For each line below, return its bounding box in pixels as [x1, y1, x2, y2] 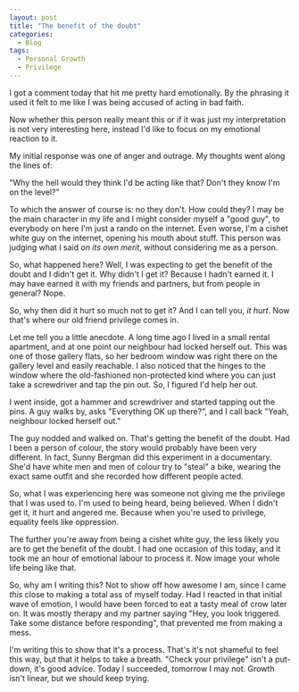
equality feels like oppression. [9, 516, 119, 527]
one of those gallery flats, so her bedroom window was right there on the [9, 350, 278, 362]
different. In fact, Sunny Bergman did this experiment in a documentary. [9, 452, 272, 463]
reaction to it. [9, 133, 58, 144]
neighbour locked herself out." [9, 415, 121, 426]
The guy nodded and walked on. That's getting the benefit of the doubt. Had [9, 432, 290, 443]
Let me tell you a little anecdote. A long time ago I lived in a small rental [9, 331, 270, 342]
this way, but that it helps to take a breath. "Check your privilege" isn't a [9, 654, 274, 664]
